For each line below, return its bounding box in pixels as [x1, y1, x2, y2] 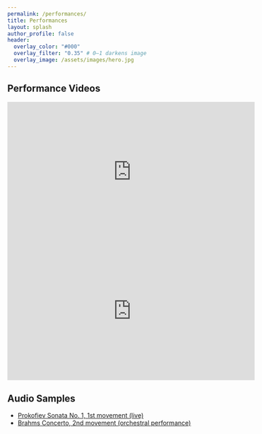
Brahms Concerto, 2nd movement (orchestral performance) [17, 418, 191, 428]
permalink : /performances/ [7, 10, 87, 18]
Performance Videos [7, 83, 101, 95]
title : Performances [7, 17, 69, 24]
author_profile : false [7, 30, 74, 37]
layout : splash [7, 23, 52, 30]
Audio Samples [7, 392, 76, 404]
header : [7, 37, 30, 44]
